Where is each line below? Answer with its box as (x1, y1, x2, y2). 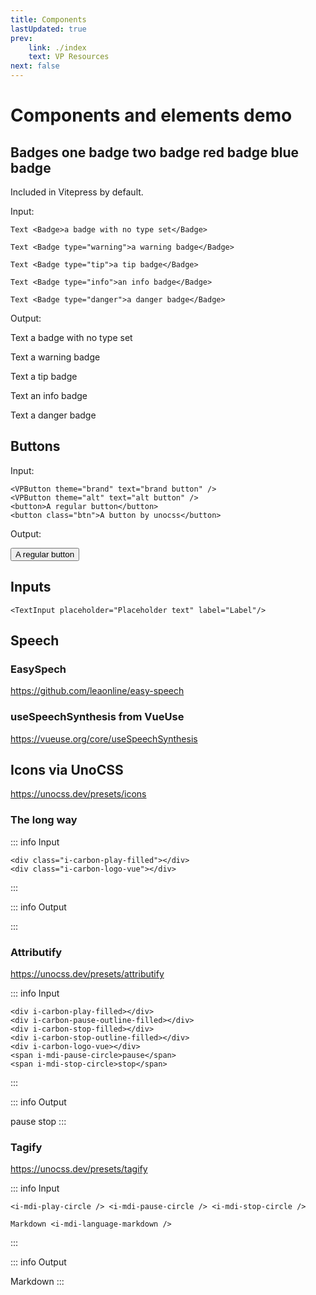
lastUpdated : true (10, 24, 87, 34)
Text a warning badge (10, 351, 101, 363)
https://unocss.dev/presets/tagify (10, 1163, 148, 1175)
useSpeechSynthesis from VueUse (10, 710, 185, 724)
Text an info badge (10, 390, 88, 401)
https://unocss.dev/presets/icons (10, 788, 147, 800)
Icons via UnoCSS (10, 762, 124, 778)
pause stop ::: (10, 1116, 67, 1128)
